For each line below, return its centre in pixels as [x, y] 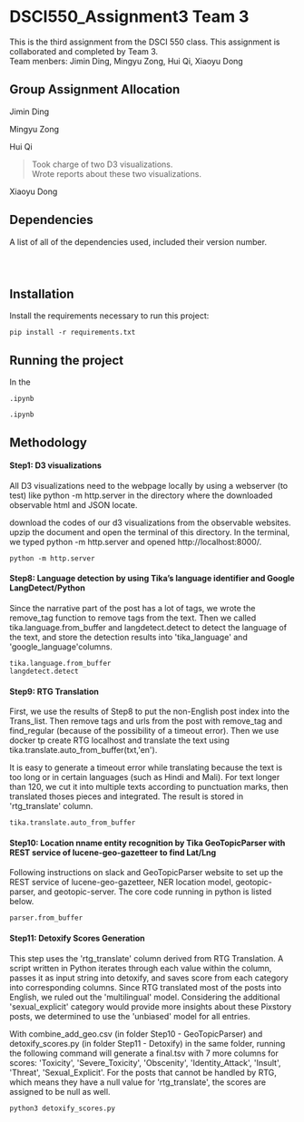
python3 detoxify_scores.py [63, 1108]
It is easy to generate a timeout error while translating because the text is [146, 767]
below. [22, 902]
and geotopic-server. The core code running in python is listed [155, 892]
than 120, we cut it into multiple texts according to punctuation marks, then [149, 787]
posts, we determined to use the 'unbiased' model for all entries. [130, 1016]
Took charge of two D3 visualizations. [102, 164]
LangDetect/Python [48, 588]
